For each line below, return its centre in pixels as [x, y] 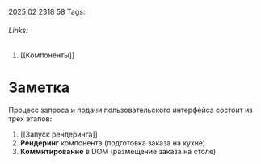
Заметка [39, 88]
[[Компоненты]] [47, 55]
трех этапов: [30, 119]
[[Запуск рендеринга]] [59, 135]
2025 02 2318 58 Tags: [47, 12]
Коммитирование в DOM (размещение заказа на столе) [118, 152]
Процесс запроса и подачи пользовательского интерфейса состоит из [130, 110]
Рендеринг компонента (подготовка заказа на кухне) [113, 143]
